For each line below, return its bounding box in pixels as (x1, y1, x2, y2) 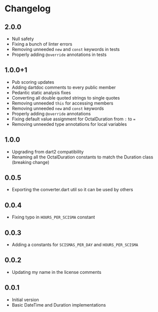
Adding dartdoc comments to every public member (11, 84, 116, 90)
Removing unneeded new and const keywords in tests (11, 47, 120, 52)
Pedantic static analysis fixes (11, 90, 71, 96)
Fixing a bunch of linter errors (11, 41, 73, 47)
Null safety (11, 36, 34, 42)
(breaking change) (11, 159, 50, 165)
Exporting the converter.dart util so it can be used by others (11, 187, 133, 193)
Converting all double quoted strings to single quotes (11, 95, 120, 101)
